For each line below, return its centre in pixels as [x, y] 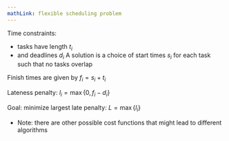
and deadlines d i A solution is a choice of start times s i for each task [114, 56]
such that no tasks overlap [55, 64]
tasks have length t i [44, 47]
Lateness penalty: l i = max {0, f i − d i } [59, 94]
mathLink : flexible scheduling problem [64, 13]
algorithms [32, 130]
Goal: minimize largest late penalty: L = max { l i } [74, 108]
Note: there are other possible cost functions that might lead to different [119, 122]
